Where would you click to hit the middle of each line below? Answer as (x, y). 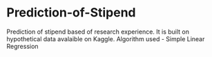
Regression (22, 46)
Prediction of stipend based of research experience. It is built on (98, 32)
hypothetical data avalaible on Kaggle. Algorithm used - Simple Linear (106, 38)
